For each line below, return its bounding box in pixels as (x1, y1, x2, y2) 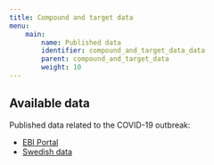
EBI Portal (21, 136, 59, 147)
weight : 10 (41, 63, 82, 72)
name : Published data (41, 37, 122, 47)
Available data (9, 95, 91, 111)
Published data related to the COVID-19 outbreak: (9, 120, 191, 130)
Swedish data (21, 146, 73, 157)
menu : (9, 21, 29, 30)
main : (25, 29, 46, 38)
